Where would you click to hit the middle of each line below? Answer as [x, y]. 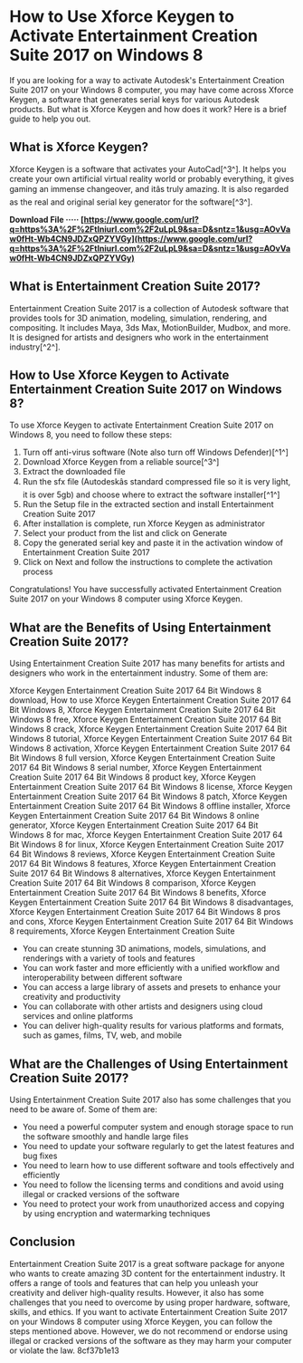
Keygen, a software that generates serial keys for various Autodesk [134, 99]
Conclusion [43, 1242]
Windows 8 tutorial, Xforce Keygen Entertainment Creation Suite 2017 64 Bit [151, 739]
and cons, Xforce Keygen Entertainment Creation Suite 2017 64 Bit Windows [151, 922]
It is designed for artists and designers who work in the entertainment [139, 337]
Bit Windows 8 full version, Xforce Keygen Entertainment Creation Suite [142, 758]
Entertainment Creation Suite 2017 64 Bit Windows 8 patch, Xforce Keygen [148, 797]
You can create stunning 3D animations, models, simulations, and [144, 949]
